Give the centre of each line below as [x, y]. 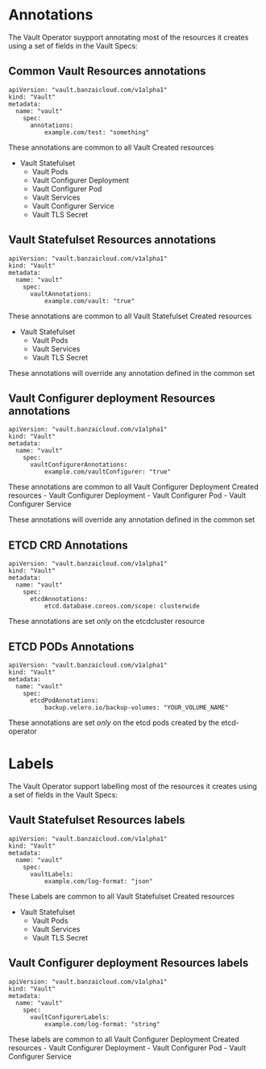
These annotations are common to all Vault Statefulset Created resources [130, 316]
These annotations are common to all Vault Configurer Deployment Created [134, 487]
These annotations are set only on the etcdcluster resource [107, 621]
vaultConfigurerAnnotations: [79, 465]
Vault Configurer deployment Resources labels [129, 963]
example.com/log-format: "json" [98, 881]
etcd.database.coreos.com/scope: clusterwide [122, 606]
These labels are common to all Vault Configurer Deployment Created [124, 1039]
